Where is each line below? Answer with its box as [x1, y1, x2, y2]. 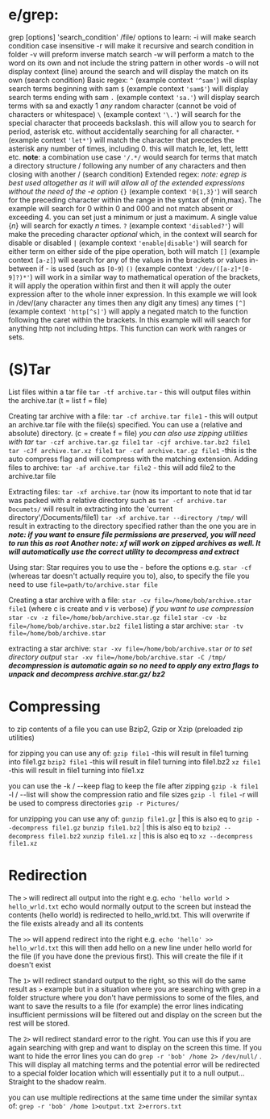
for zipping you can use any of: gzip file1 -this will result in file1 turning [8, 748, 249, 758]
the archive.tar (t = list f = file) [8, 395, 107, 405]
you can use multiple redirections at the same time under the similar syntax [8, 1092, 258, 1102]
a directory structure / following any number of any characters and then [8, 160, 247, 170]
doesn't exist [8, 959, 52, 969]
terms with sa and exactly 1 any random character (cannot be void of [8, 101, 237, 110]
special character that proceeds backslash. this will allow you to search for [8, 118, 256, 127]
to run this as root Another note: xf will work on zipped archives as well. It [8, 538, 261, 547]
